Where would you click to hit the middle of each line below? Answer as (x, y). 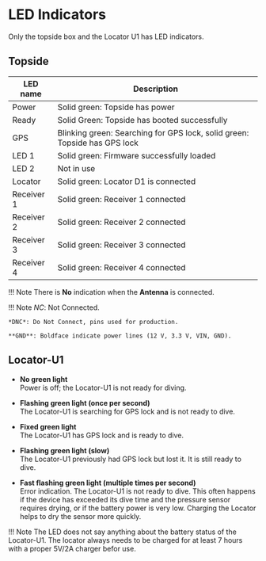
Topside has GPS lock (98, 143)
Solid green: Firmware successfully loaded (137, 155)
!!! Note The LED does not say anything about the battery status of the (123, 532)
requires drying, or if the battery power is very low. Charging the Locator (138, 508)
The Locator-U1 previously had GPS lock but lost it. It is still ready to (130, 459)
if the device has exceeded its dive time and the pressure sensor (125, 499)
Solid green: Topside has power (116, 107)
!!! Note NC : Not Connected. (54, 307)
